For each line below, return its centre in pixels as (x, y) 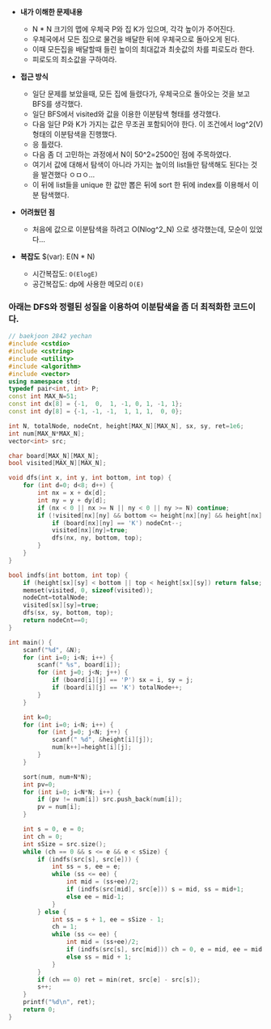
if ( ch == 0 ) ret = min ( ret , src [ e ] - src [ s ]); (119, 980)
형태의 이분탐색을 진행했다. (74, 134)
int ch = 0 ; (43, 836)
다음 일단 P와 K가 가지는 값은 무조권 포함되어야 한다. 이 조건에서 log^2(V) (148, 124)
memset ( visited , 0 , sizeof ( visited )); (88, 590)
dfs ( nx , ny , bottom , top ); (97, 538)
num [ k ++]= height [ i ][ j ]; (91, 747)
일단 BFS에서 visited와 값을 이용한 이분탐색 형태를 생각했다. (126, 114)
